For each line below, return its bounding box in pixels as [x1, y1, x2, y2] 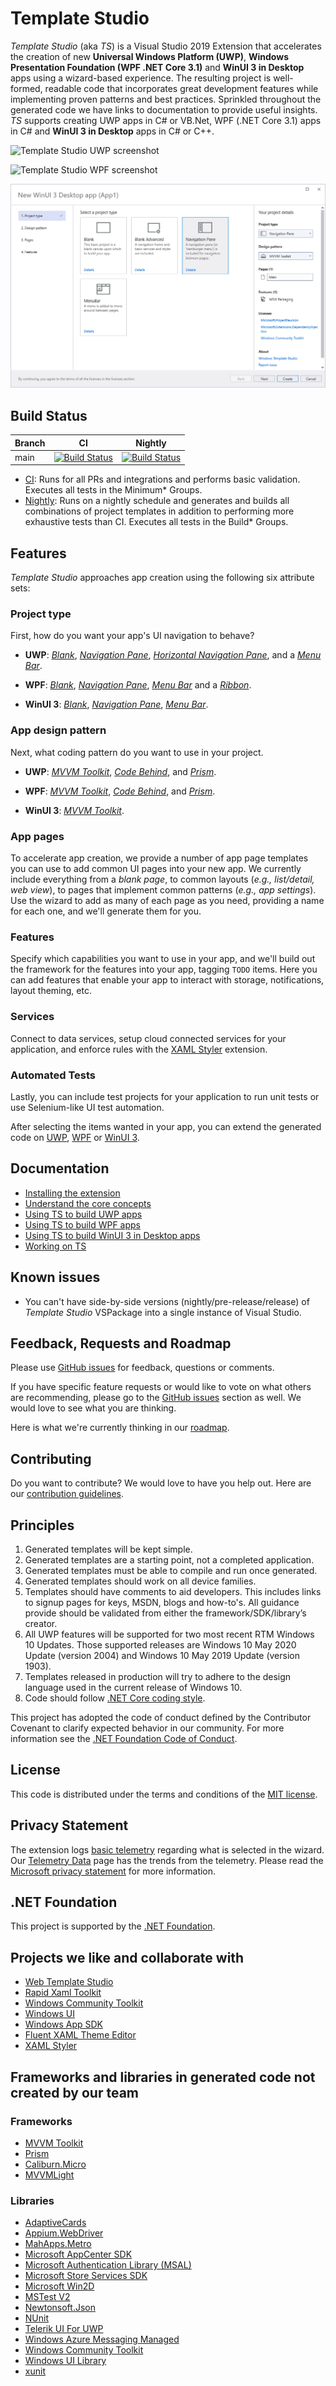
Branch [14, 437, 46, 449]
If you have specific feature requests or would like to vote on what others [10, 1381, 312, 1393]
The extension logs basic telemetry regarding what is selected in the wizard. [10, 1843, 325, 1856]
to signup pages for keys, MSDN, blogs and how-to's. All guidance [24, 1596, 300, 1608]
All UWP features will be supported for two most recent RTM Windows [24, 1628, 315, 1640]
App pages [10, 829, 65, 843]
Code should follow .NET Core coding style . [24, 1692, 206, 1704]
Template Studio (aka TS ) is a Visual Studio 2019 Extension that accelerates [10, 40, 322, 52]
